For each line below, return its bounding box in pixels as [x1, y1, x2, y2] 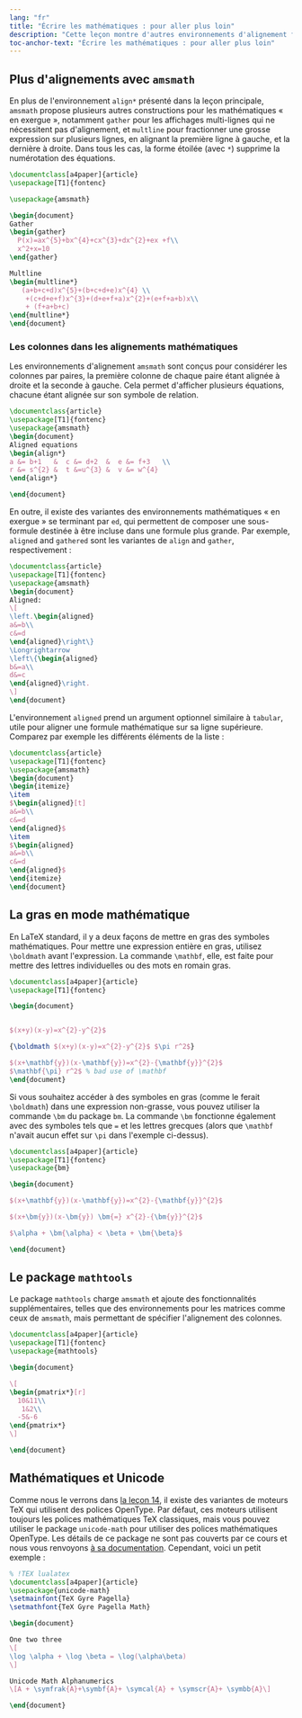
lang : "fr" [9, 13, 50, 22]
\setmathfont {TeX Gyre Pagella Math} [9, 1603, 151, 1612]
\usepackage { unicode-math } [9, 1586, 111, 1595]
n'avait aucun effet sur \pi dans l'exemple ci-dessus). [9, 1130, 209, 1141]
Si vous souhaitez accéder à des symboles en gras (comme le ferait [9, 1091, 261, 1102]
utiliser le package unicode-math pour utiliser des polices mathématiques [9, 1523, 279, 1534]
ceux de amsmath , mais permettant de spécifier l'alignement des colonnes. [9, 1312, 283, 1323]
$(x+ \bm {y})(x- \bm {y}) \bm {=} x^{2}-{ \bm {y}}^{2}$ [9, 1212, 203, 1221]
